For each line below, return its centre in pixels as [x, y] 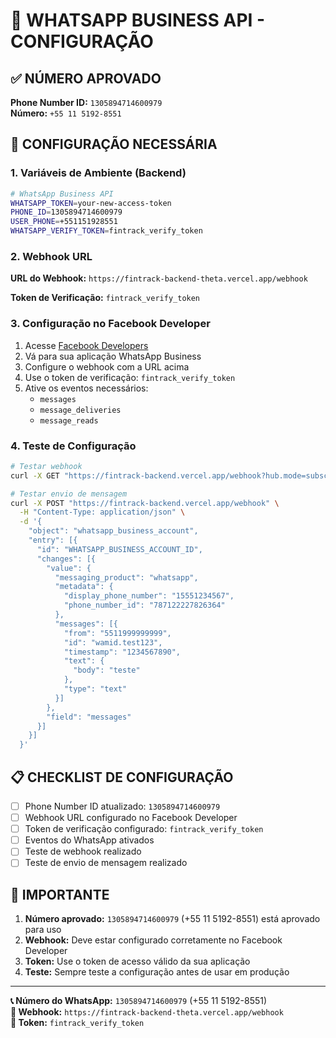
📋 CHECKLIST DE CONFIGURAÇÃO [122, 777]
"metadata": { [84, 587]
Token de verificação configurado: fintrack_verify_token [144, 829]
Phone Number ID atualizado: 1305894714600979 [122, 806]
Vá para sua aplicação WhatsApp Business [113, 356]
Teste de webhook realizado [83, 851]
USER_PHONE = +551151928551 [64, 222]
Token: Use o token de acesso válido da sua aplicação [137, 961]
